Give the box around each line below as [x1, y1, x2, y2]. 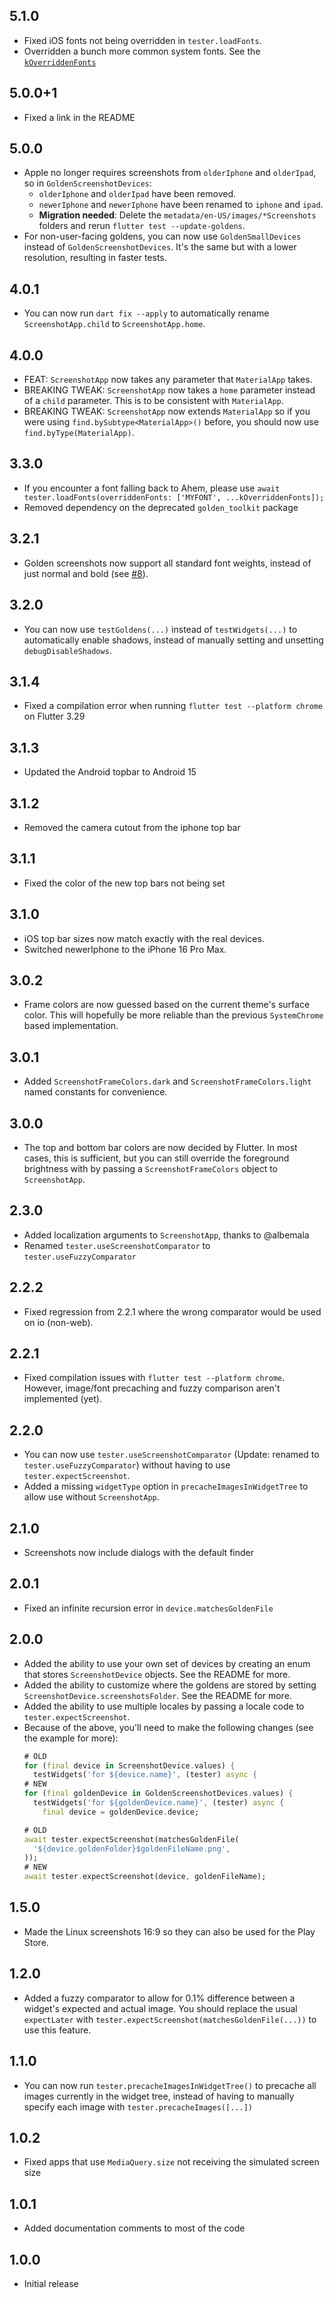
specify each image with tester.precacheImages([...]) [23, 2100, 253, 2113]
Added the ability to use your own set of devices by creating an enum [23, 1657, 311, 1669]
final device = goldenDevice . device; [42, 1807, 200, 1817]
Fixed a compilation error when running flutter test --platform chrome [23, 700, 324, 712]
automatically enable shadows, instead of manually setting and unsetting [23, 634, 324, 646]
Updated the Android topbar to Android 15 [23, 766, 197, 778]
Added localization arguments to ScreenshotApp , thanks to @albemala [23, 1229, 310, 1241]
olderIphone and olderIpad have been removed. [38, 188, 236, 200]
